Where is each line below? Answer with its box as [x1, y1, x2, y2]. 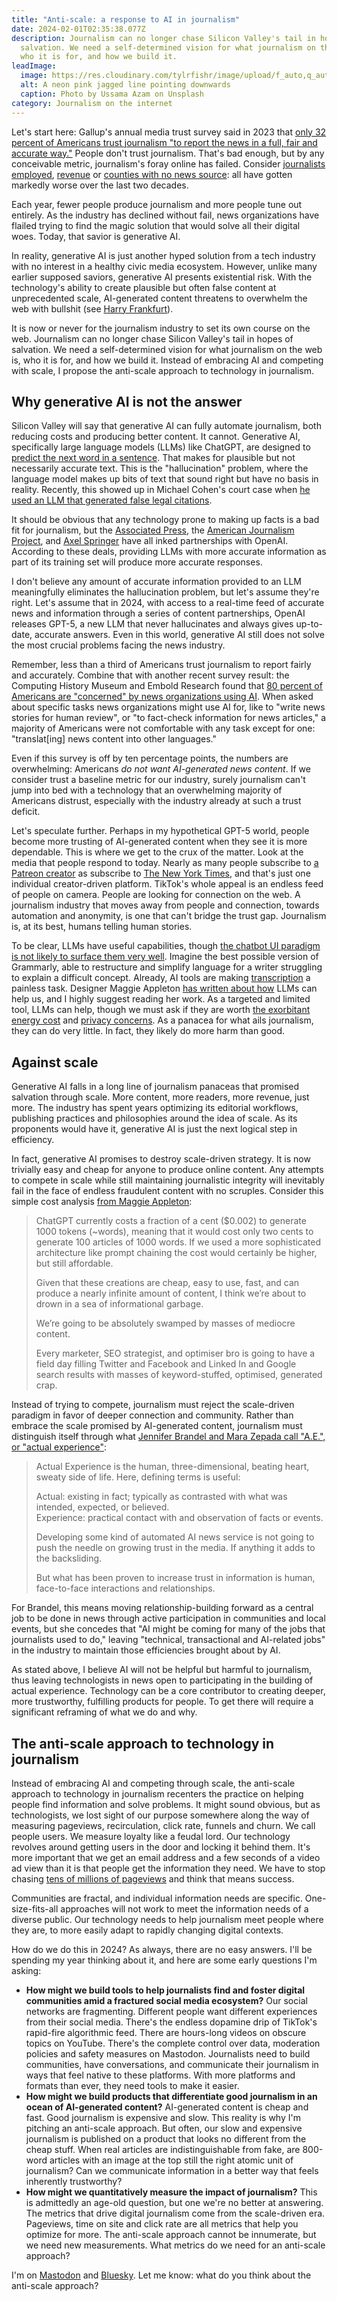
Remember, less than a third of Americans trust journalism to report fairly [11, 659, 312, 671]
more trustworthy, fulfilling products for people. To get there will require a [11, 1696, 314, 1708]
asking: [11, 1964, 42, 1976]
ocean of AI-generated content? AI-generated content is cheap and [25, 2101, 309, 2113]
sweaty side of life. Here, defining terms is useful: [35, 1471, 241, 1483]
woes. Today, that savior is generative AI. [11, 230, 181, 242]
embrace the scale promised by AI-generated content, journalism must [11, 1420, 303, 1432]
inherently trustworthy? [25, 2175, 123, 2187]
